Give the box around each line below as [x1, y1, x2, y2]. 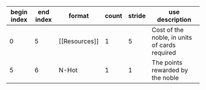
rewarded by [151, 66, 188, 74]
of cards [151, 41, 176, 49]
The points [151, 58, 183, 66]
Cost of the [151, 26, 184, 34]
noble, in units [151, 33, 192, 41]
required [151, 49, 177, 57]
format [68, 12, 89, 20]
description [157, 15, 192, 24]
